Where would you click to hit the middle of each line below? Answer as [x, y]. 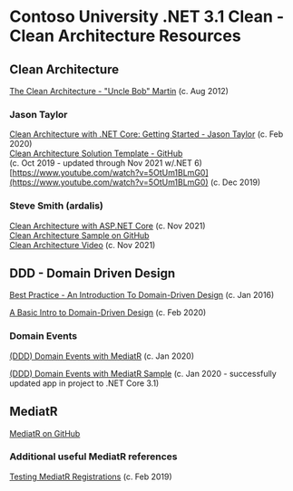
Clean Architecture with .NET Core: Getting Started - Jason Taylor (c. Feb [146, 134]
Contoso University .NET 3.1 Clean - [147, 17]
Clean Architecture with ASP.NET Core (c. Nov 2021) [107, 226]
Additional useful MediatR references [93, 457]
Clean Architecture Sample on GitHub [79, 235]
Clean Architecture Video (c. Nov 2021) [83, 245]
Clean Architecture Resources [126, 36]
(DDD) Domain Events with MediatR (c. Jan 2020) [102, 356]
